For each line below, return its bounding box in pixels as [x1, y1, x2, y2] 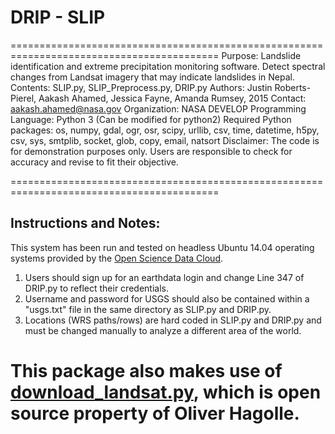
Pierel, [10, 92, 37, 104]
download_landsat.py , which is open [10, 381, 322, 403]
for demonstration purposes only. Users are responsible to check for [10, 145, 293, 157]
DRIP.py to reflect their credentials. [24, 282, 169, 294]
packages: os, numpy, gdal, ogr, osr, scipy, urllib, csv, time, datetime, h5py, [10, 124, 320, 136]
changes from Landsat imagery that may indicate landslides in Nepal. [10, 71, 296, 83]
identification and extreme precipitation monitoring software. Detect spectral [10, 60, 326, 72]
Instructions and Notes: [10, 215, 161, 232]
